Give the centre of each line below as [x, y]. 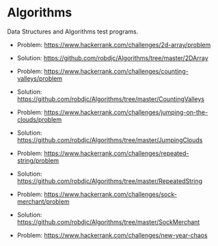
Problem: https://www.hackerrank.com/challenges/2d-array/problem [114, 44]
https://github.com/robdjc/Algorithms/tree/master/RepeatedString [110, 181]
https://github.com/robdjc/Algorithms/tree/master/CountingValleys [111, 99]
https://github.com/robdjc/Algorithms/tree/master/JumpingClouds [110, 140]
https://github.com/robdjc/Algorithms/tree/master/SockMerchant [108, 222]
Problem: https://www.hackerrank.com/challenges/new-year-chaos [112, 235]
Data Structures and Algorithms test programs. [73, 31]
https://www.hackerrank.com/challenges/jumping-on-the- [126, 112]
